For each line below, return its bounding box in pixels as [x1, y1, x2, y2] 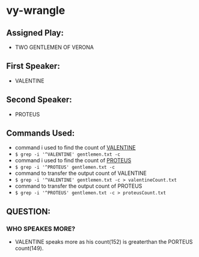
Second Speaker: [6, 95, 72, 105]
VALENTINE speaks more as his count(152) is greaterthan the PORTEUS [14, 238, 194, 246]
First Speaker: [6, 61, 60, 71]
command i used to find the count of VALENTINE [14, 144, 136, 151]
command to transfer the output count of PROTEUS [14, 182, 142, 190]
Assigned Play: [6, 28, 64, 38]
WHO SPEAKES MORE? [6, 224, 76, 233]
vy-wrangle [6, 4, 66, 17]
